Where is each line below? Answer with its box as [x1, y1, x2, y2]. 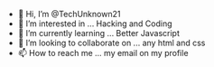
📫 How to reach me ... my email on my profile [17, 48, 189, 58]
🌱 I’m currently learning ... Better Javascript [17, 28, 181, 38]
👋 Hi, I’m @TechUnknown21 [17, 9, 121, 19]
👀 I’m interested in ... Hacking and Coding [17, 18, 173, 29]
